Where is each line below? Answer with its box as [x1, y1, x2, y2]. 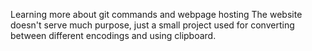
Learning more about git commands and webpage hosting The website [10, 9, 303, 20]
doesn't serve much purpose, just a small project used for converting [10, 19, 295, 31]
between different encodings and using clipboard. [10, 30, 217, 41]
